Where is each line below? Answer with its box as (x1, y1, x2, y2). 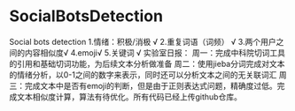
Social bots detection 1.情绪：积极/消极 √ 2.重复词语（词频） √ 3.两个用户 (9, 36, 276, 47)
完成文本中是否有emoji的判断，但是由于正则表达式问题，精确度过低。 (24, 80, 277, 91)
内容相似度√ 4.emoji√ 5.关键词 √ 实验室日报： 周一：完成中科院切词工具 (24, 47, 286, 58)
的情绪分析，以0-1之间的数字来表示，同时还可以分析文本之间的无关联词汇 (9, 69, 277, 80)
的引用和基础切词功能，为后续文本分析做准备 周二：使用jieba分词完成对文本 (9, 58, 285, 69)
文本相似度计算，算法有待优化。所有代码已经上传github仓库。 (16, 91, 242, 102)
